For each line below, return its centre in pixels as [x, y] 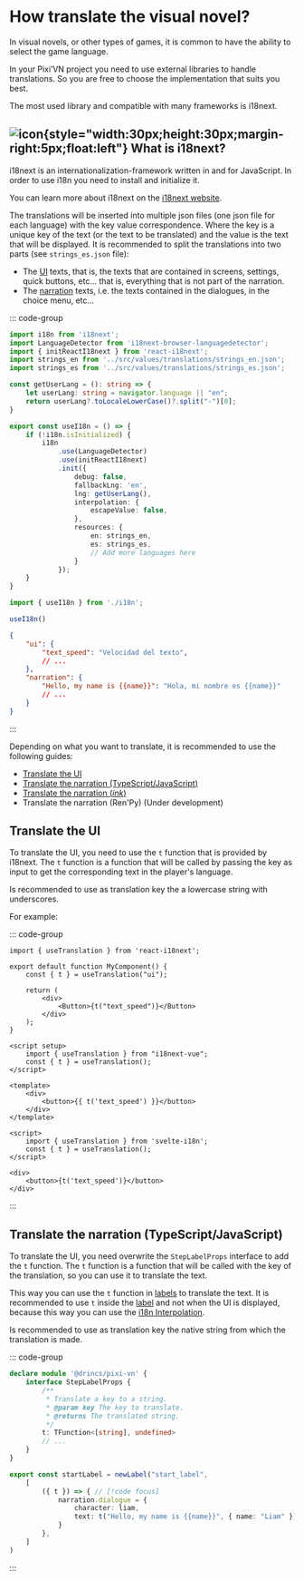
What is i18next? [178, 148]
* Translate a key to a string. [107, 1399]
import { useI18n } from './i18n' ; [76, 603]
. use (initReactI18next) [102, 460]
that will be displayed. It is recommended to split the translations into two [146, 244]
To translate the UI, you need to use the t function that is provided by [138, 853]
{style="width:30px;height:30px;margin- [164, 135]
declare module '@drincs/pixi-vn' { [78, 1374]
